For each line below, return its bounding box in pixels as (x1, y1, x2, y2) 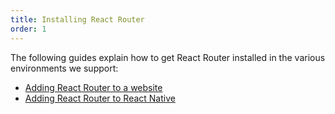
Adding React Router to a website (24, 81, 163, 93)
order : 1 (10, 24, 47, 34)
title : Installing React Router (10, 14, 145, 25)
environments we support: (10, 62, 119, 74)
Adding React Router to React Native (24, 92, 176, 104)
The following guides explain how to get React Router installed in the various (10, 51, 326, 63)
